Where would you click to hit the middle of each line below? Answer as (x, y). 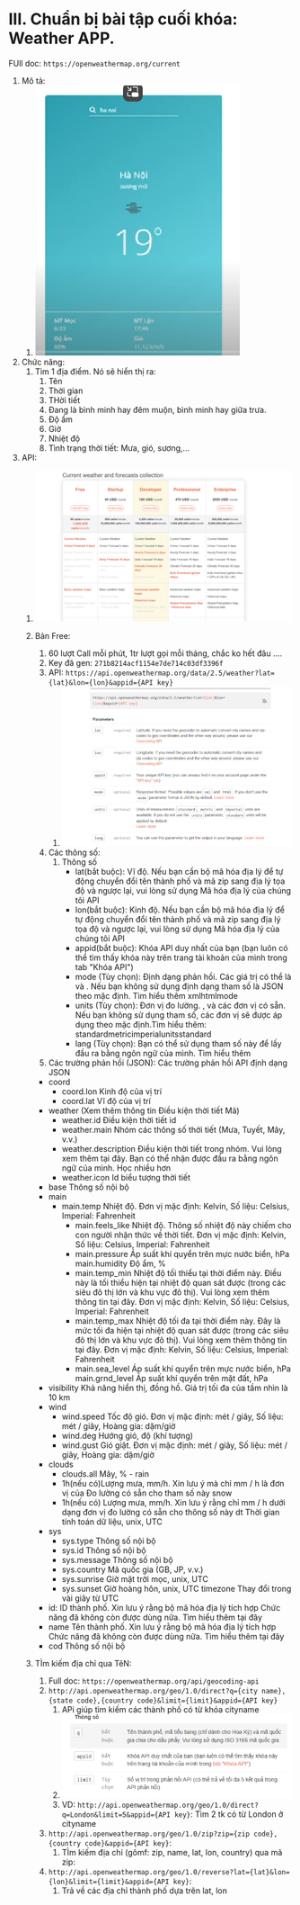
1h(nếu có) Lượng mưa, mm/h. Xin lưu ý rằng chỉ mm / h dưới (173, 1502)
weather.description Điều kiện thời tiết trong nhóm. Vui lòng (172, 1148)
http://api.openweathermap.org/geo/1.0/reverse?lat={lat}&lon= (169, 1872)
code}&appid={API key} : (128, 1842)
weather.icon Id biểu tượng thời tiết (126, 1177)
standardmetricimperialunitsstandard (143, 1034)
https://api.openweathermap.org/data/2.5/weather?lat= (170, 673)
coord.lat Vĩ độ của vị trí (106, 1101)
